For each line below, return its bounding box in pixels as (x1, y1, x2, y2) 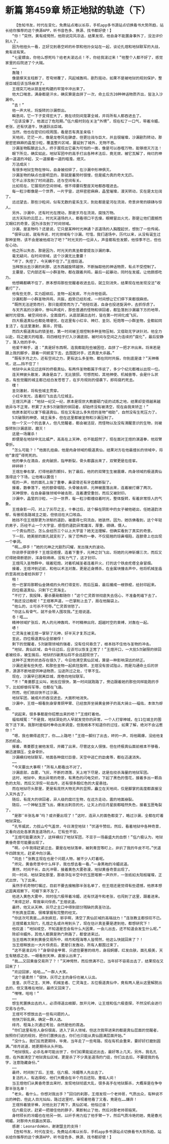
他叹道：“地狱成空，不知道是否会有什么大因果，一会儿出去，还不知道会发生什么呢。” (12, 926, 161, 931)
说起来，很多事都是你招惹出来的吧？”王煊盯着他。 (14, 711, 103, 717)
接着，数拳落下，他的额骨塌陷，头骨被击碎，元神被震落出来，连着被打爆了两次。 (12, 485, 155, 490)
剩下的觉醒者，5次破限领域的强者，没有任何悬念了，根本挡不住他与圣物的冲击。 (12, 641, 153, 647)
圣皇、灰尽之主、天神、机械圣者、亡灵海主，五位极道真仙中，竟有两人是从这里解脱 (12, 980, 159, 985)
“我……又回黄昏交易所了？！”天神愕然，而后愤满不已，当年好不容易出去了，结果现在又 (12, 958, 164, 964)
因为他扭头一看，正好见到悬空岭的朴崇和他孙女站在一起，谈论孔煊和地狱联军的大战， (12, 44, 162, 49)
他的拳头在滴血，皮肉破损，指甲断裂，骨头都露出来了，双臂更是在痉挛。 (12, 458, 140, 463)
